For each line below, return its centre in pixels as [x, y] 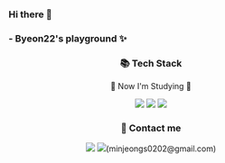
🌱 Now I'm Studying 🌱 [151, 86]
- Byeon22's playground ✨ [68, 38]
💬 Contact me [151, 128]
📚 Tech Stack [151, 63]
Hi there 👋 [31, 14]
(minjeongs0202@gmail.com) [161, 149]
